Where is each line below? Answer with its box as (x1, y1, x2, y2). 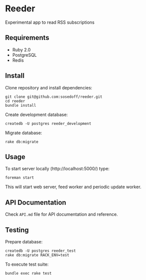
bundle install (5, 103, 36, 108)
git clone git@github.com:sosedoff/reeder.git (5, 94, 103, 99)
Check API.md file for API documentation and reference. (5, 211, 118, 217)
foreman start (5, 175, 35, 180)
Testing (5, 226, 29, 234)
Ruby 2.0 (12, 46, 31, 52)
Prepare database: (5, 239, 43, 244)
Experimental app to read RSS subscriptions (5, 19, 95, 25)
